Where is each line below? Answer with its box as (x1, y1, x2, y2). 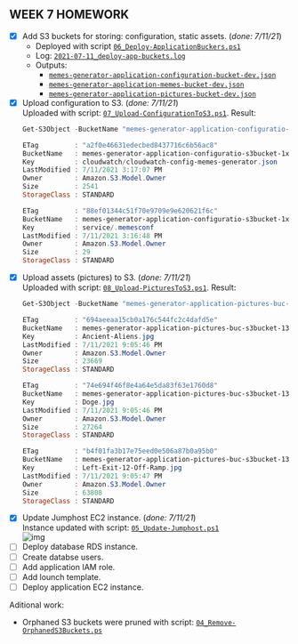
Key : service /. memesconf (21, 222, 155, 232)
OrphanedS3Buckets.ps (21, 626, 102, 635)
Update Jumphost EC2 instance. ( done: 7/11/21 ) (21, 512, 197, 523)
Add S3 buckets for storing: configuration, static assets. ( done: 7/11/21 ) (21, 30, 282, 41)
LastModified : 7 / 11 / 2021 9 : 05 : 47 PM (21, 471, 163, 480)
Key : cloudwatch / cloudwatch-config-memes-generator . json (21, 157, 278, 166)
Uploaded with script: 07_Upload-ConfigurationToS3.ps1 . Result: (21, 107, 256, 118)
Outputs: (35, 60, 68, 70)
